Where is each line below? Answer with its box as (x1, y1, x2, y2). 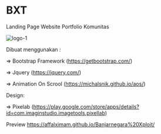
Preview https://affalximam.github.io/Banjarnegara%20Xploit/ (6, 120, 155, 128)
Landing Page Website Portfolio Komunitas (6, 23, 110, 30)
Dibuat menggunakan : (6, 45, 61, 53)
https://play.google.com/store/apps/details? (33, 103, 140, 110)
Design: (6, 91, 25, 99)
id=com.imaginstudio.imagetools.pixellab (6, 109, 106, 116)
